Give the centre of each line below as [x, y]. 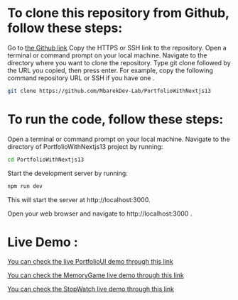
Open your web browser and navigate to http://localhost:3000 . [100, 213]
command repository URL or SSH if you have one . [81, 78]
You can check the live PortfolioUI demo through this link [91, 262]
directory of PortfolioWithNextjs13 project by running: [85, 146]
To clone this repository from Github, [118, 13]
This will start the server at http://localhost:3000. [79, 199]
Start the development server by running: [67, 173]
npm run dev [25, 186]
